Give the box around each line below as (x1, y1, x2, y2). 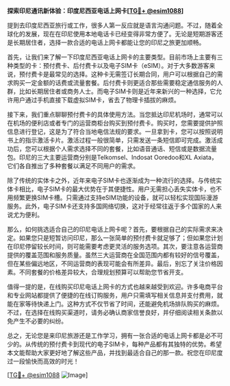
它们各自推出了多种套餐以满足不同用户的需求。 (7, 162, 139, 170)
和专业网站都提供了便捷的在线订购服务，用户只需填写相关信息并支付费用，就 (7, 291, 223, 299)
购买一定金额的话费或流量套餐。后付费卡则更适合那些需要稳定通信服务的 (12, 79, 217, 86)
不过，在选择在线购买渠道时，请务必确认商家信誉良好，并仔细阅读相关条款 (7, 309, 217, 316)
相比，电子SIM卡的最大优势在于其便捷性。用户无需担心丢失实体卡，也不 (18, 185, 222, 193)
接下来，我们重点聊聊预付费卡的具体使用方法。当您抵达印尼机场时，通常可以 (7, 110, 223, 119)
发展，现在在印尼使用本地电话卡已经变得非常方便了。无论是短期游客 (25, 30, 217, 38)
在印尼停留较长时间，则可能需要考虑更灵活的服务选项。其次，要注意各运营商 (7, 243, 223, 250)
